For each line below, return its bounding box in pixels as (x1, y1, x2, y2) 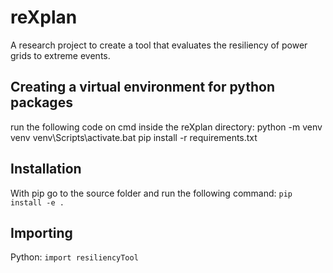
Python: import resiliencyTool (10, 251, 139, 263)
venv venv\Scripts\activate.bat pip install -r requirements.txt (10, 131, 258, 143)
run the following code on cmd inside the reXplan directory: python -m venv (10, 121, 323, 133)
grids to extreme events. (10, 49, 111, 61)
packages (10, 94, 73, 111)
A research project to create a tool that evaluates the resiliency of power (10, 39, 308, 51)
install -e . (10, 197, 65, 208)
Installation (10, 161, 82, 178)
